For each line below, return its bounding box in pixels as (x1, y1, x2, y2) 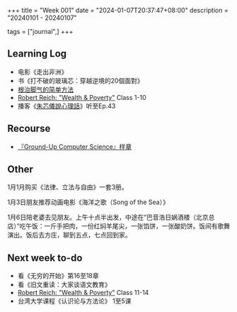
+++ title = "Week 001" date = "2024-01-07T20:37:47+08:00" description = (7, 6, 229, 14)
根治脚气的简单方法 (17, 85, 74, 94)
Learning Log (7, 48, 67, 60)
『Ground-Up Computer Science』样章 (17, 142, 132, 151)
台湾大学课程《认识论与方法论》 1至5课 (17, 297, 132, 306)
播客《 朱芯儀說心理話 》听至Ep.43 (17, 101, 116, 110)
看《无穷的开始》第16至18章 (17, 272, 99, 280)
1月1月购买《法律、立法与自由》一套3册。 (7, 183, 129, 191)
